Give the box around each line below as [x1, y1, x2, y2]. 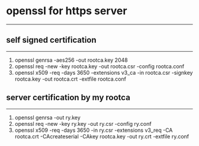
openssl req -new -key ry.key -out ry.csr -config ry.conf [14, 120, 152, 127]
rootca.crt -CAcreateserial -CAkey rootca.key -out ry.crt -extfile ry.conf [14, 132, 190, 140]
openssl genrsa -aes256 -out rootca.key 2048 [14, 56, 129, 64]
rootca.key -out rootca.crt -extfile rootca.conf [14, 75, 126, 82]
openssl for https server [6, 4, 127, 18]
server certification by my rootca [6, 93, 130, 103]
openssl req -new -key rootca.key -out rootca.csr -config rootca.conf [14, 62, 185, 69]
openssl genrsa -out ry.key [14, 114, 81, 121]
